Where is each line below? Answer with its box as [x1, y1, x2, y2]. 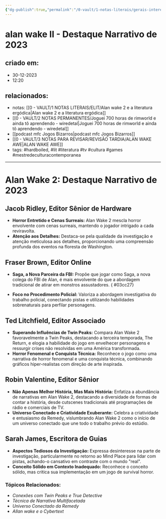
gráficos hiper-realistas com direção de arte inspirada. [12, 361, 124, 367]
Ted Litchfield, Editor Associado [5, 316, 106, 325]
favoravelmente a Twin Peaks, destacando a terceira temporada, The [12, 335, 153, 341]
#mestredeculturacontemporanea [12, 152, 81, 158]
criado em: [5, 59, 39, 67]
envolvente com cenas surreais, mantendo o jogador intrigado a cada [12, 223, 154, 229]
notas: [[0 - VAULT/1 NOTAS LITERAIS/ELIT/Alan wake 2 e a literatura [12, 105, 153, 111]
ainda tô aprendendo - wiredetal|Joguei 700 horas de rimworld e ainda [12, 120, 157, 126]
